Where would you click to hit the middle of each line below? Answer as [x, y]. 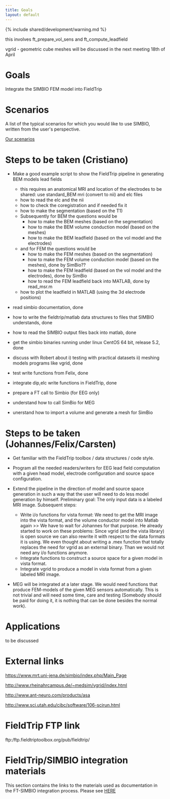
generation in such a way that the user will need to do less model [80, 494]
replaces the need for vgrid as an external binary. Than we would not [92, 547]
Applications [33, 626]
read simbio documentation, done [48, 307]
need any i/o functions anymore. [54, 553]
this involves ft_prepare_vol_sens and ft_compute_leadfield [66, 39]
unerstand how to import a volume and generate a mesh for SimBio [83, 413]
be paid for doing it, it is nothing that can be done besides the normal [85, 601]
